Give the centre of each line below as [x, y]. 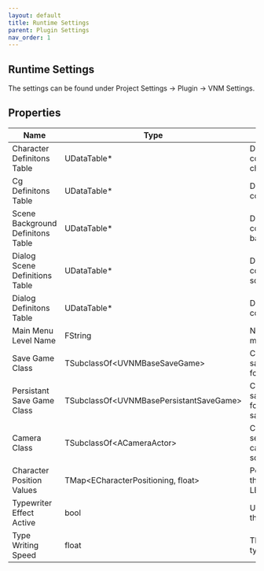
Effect [23, 513]
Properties [35, 113]
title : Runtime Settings [49, 23]
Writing [26, 545]
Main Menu [33, 330]
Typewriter [32, 502]
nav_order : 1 [29, 37]
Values [25, 490]
